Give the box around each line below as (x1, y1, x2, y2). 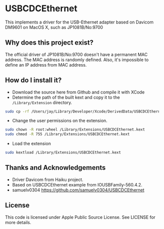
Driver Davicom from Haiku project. (12, 177, 83, 183)
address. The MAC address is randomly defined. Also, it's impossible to (5, 57, 149, 63)
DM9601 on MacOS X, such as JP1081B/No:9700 (5, 24, 103, 30)
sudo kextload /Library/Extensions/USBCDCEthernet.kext (5, 150, 121, 155)
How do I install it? (5, 76, 62, 85)
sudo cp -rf (5, 109, 29, 114)
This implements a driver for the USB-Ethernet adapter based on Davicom (5, 19, 154, 25)
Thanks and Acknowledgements (5, 163, 106, 172)
